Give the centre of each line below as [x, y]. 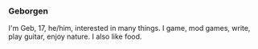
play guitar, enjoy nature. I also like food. [75, 36]
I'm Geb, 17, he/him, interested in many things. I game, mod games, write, [129, 28]
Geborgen [28, 11]
